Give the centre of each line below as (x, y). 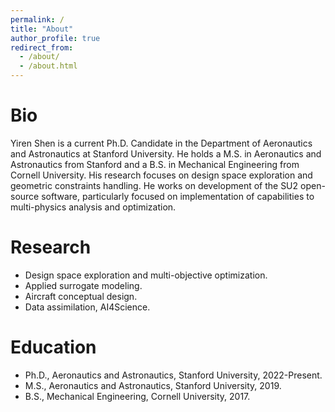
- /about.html (48, 66)
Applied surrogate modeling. (83, 285)
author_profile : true (55, 38)
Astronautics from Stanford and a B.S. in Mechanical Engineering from (155, 164)
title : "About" (42, 29)
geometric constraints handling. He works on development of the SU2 (154, 185)
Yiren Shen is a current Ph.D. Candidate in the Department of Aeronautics (161, 143)
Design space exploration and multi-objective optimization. (146, 275)
